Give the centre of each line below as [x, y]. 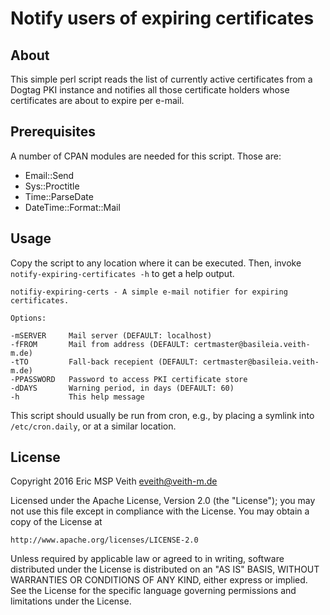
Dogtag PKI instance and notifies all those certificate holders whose [150, 90]
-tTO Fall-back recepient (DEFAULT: [104, 362]
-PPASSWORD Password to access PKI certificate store [129, 379]
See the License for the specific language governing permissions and [153, 591]
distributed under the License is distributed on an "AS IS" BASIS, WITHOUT [165, 569]
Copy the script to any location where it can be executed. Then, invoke [156, 263]
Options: [28, 318]
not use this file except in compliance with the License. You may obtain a [160, 511]
